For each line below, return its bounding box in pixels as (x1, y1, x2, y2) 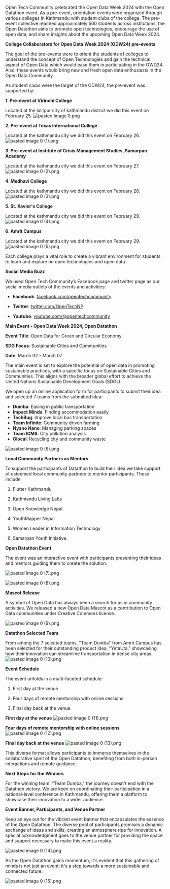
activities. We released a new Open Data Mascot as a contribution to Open (5, 605, 161, 611)
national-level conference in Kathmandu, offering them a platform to (5, 791, 148, 797)
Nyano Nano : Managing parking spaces (12, 425, 96, 431)
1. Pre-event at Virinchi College (5, 97, 72, 104)
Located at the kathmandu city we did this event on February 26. (5, 132, 141, 139)
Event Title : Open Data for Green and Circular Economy (5, 333, 122, 339)
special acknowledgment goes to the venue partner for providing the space (5, 832, 163, 838)
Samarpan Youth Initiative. (12, 535, 67, 541)
